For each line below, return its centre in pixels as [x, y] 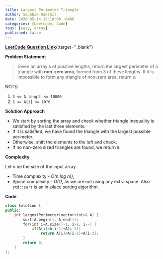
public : [13, 210]
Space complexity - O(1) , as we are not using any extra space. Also [81, 182]
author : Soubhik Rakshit [31, 14]
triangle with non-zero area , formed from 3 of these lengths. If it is [85, 72]
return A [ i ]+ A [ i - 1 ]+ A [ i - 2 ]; [70, 234]
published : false [23, 33]
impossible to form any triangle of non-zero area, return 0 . [77, 77]
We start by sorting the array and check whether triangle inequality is [83, 121]
